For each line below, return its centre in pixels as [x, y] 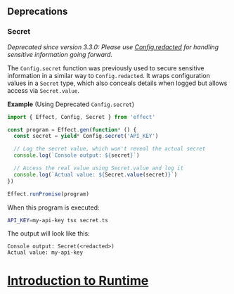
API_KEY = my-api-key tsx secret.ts [58, 220]
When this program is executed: [53, 207]
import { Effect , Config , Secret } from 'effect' [82, 117]
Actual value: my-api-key [45, 253]
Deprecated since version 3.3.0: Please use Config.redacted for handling [113, 47]
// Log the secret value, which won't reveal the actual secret [110, 149]
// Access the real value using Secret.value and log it [99, 168]
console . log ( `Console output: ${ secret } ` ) [77, 155]
